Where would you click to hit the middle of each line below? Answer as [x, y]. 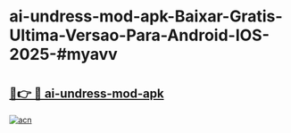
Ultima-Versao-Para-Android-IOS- [140, 35]
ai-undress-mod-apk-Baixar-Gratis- [146, 17]
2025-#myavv [63, 54]
